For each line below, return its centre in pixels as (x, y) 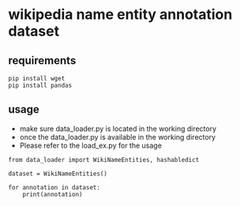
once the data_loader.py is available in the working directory (117, 137)
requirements (42, 60)
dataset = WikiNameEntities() (58, 174)
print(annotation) (52, 194)
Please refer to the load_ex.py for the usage (90, 145)
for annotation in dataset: (54, 187)
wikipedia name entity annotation (120, 15)
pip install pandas (40, 85)
